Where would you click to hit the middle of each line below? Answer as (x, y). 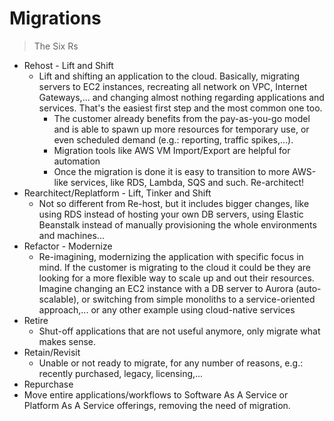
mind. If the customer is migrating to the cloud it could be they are (174, 267)
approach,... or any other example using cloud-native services (167, 309)
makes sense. (67, 341)
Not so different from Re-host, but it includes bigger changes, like (174, 203)
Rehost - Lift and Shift (68, 65)
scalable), (59, 299)
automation (77, 161)
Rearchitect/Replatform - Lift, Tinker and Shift (117, 193)
